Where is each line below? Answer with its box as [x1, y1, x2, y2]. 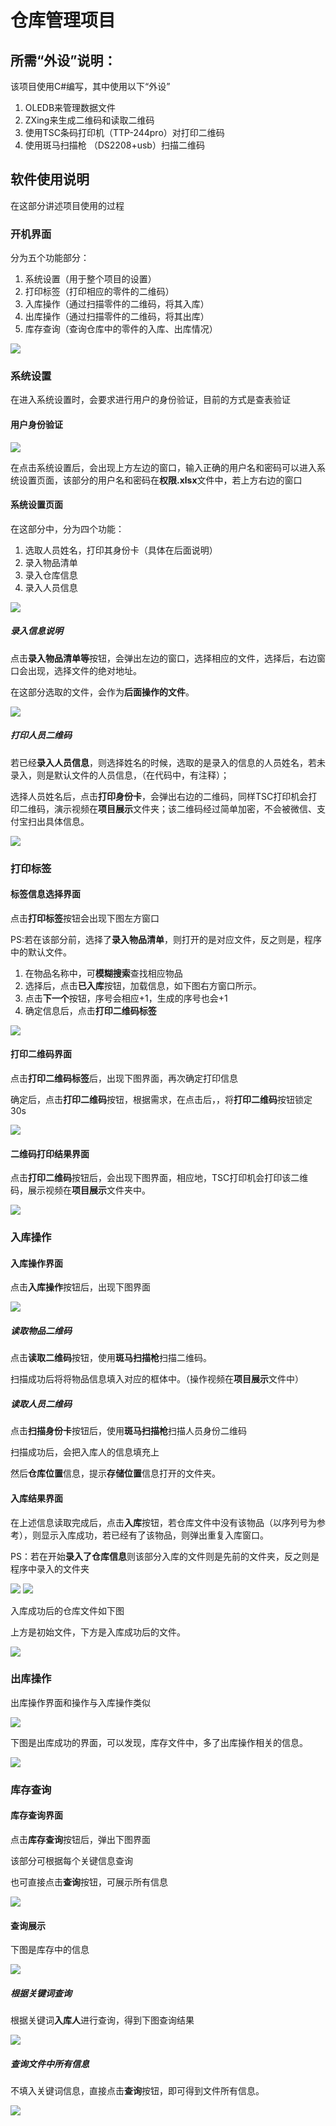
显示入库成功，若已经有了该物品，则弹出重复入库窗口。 [40, 1529, 269, 1541]
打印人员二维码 [10, 729, 72, 741]
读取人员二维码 [10, 1397, 72, 1410]
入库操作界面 [10, 1257, 63, 1269]
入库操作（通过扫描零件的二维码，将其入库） [24, 298, 210, 310]
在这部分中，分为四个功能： [10, 522, 125, 535]
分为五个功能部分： [10, 252, 90, 264]
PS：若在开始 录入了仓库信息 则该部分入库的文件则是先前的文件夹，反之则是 [10, 1550, 320, 1562]
